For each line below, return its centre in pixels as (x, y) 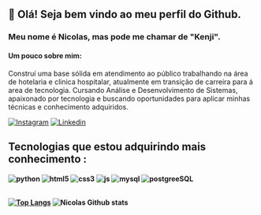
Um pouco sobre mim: (45, 55)
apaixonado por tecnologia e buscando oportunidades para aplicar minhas (129, 98)
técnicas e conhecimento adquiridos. (68, 106)
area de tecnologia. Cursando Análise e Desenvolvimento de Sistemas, (123, 90)
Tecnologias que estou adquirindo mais (107, 146)
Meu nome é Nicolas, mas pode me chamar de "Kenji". (114, 37)
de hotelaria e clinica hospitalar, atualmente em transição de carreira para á (131, 82)
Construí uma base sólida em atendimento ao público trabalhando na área (128, 73)
